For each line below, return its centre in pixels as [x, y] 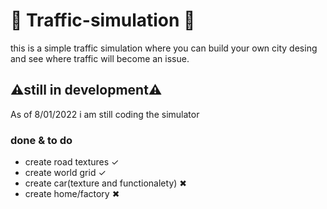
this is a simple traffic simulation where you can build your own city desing [164, 48]
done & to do [41, 140]
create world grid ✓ [65, 173]
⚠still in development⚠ [86, 90]
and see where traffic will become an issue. [100, 58]
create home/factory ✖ [72, 194]
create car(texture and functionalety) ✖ [106, 183]
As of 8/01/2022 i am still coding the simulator [105, 114]
